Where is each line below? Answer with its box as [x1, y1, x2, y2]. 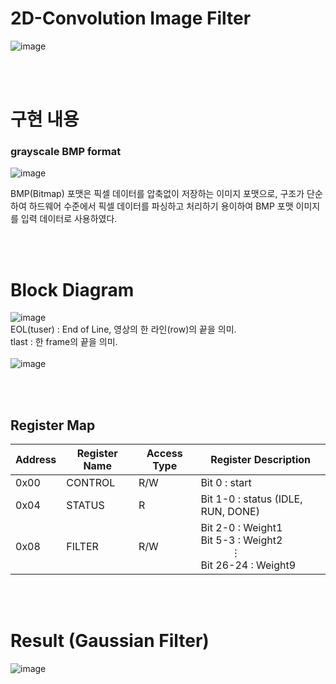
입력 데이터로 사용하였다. [20, 213, 118, 225]
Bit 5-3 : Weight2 [200, 533, 283, 547]
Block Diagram [10, 278, 135, 301]
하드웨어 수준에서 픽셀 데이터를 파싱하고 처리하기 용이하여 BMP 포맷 [28, 200, 294, 212]
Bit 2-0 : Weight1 [200, 521, 283, 535]
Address [15, 453, 57, 467]
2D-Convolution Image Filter [10, 7, 252, 30]
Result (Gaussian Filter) [10, 630, 210, 652]
